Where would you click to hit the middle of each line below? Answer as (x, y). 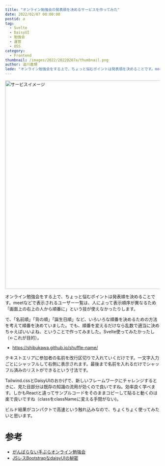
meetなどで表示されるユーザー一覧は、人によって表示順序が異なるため (85, 303)
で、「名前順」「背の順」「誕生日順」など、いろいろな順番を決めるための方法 (81, 319)
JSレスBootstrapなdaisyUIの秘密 (45, 458)
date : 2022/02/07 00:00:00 (33, 14)
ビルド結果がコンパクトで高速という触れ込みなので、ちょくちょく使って (78, 409)
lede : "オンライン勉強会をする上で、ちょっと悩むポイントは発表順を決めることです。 (80, 69)
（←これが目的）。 (23, 338)
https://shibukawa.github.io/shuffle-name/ (55, 348)
